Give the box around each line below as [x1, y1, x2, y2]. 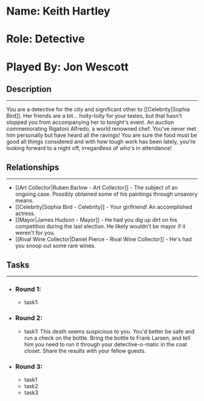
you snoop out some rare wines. [15, 242, 96, 250]
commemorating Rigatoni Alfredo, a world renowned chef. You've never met [6, 125, 197, 132]
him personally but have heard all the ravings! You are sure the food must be [6, 132, 197, 139]
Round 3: [15, 362, 42, 371]
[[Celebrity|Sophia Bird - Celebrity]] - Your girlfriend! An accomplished [15, 204, 192, 211]
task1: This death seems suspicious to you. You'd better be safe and [24, 327, 195, 335]
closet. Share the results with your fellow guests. [24, 347, 146, 354]
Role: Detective [6, 32, 85, 46]
